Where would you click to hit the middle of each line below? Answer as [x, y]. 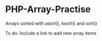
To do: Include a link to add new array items [51, 33]
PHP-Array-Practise [48, 9]
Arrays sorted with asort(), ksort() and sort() [51, 23]
